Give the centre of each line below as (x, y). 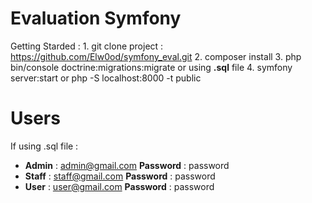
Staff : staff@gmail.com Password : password (120, 176)
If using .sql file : (44, 146)
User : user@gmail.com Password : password (119, 186)
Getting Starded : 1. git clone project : (87, 46)
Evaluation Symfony (96, 18)
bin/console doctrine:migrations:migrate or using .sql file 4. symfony (151, 67)
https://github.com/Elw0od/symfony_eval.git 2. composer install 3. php (156, 56)
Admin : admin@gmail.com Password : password (127, 165)
